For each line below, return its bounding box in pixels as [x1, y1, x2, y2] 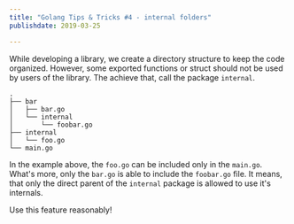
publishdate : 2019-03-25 [9, 21, 101, 30]
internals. [9, 187, 43, 197]
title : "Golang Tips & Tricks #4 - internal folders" [9, 12, 213, 22]
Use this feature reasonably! [9, 205, 112, 215]
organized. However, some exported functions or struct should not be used [9, 63, 283, 73]
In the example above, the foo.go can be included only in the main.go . [9, 158, 263, 169]
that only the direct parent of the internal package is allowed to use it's [9, 178, 272, 189]
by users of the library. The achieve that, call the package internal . [9, 72, 255, 82]
